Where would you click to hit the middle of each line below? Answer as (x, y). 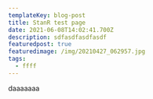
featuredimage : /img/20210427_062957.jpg (77, 51)
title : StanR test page (47, 23)
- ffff (26, 66)
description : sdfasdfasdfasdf (58, 37)
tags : (17, 59)
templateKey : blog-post (47, 15)
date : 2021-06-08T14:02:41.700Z (61, 30)
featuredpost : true (40, 44)
